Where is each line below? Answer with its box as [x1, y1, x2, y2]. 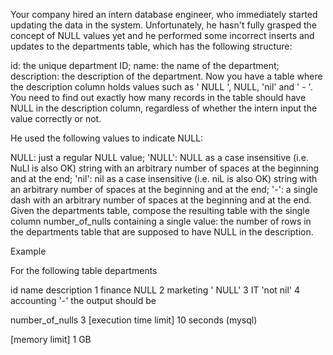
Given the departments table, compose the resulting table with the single [10, 205, 310, 216]
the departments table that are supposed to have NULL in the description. [10, 226, 314, 238]
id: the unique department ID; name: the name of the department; [10, 60, 280, 71]
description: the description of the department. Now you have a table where [10, 70, 323, 82]
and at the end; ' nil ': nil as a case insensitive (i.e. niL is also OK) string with [10, 173, 318, 184]
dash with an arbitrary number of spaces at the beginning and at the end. [10, 194, 312, 206]
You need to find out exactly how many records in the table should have [10, 92, 307, 103]
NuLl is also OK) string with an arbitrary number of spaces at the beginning [10, 162, 320, 174]
